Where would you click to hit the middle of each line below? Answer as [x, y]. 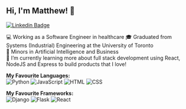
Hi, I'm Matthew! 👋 [40, 11]
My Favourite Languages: [38, 75]
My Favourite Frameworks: [40, 93]
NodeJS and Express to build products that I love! [66, 64]
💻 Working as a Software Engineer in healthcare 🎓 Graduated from [89, 37]
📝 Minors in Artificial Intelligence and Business [63, 51]
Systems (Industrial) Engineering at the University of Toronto [80, 45]
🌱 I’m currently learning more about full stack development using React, [93, 58]
